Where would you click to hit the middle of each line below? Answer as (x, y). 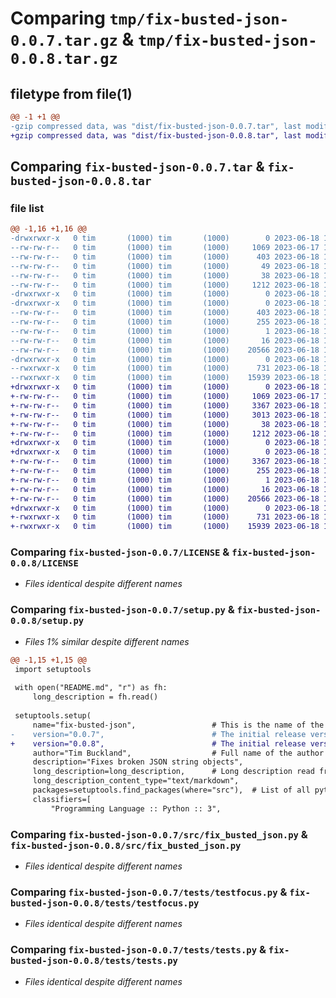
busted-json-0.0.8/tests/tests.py (94, 961)
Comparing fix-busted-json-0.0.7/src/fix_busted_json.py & (159, 834)
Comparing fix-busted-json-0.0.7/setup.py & (122, 610)
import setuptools (53, 669)
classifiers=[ (62, 799)
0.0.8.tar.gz (64, 59)
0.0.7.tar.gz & (72, 39)
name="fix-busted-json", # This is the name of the (178, 725)
